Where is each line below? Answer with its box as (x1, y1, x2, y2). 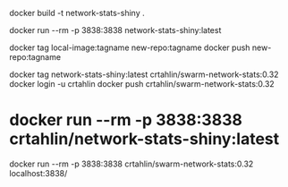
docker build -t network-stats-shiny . (9, 8, 145, 18)
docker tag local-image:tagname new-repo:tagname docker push (9, 42, 250, 53)
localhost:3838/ (9, 167, 68, 178)
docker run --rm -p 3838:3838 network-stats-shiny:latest (9, 25, 222, 35)
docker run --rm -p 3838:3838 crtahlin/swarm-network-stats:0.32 (9, 158, 254, 169)
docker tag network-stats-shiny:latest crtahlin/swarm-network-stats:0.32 (9, 69, 279, 80)
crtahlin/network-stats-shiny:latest (9, 129, 280, 149)
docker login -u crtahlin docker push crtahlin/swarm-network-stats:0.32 (9, 79, 275, 89)
